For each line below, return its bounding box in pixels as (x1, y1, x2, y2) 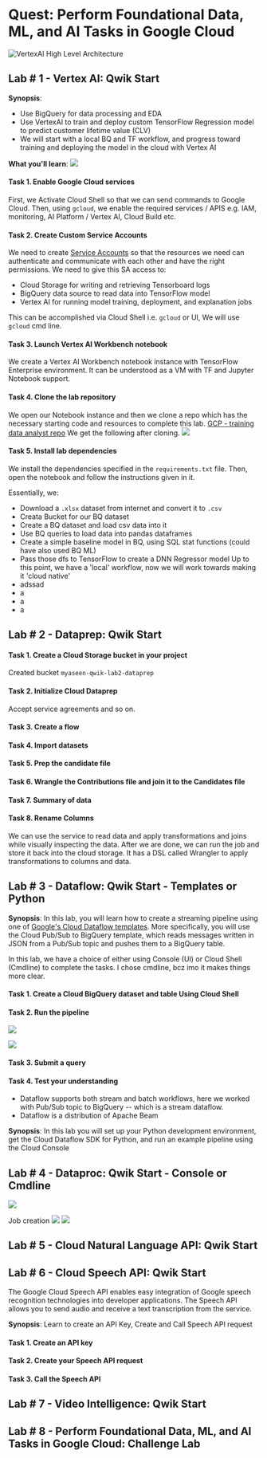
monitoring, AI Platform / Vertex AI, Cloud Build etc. (8, 211, 177, 221)
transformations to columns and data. (8, 856, 132, 866)
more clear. (8, 971, 45, 981)
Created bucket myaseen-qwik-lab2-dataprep (8, 668, 154, 678)
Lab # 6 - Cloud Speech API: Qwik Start (8, 1266, 206, 1279)
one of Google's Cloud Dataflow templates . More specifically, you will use (8, 922, 250, 931)
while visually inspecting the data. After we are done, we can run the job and (8, 839, 260, 849)
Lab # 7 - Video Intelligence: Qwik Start (8, 1397, 206, 1411)
